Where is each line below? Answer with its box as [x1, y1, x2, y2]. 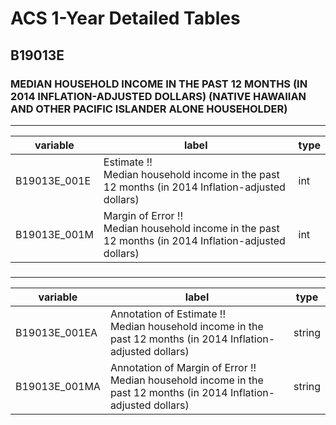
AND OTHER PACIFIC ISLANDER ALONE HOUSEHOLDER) [10, 102, 288, 116]
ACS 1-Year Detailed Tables [10, 7, 241, 30]
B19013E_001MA [15, 379, 101, 393]
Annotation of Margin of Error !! [109, 360, 257, 374]
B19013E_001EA [15, 325, 98, 339]
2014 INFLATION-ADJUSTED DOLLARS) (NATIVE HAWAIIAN [10, 89, 307, 103]
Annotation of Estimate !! [109, 307, 227, 321]
